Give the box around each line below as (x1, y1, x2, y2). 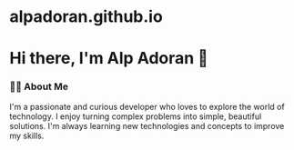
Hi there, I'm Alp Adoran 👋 (9, 48, 209, 69)
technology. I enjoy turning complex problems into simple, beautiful (9, 111, 262, 122)
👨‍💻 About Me (9, 80, 68, 93)
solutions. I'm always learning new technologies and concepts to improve (9, 120, 285, 131)
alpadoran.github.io (9, 6, 164, 27)
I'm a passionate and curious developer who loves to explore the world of (9, 101, 285, 112)
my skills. (9, 130, 45, 141)
